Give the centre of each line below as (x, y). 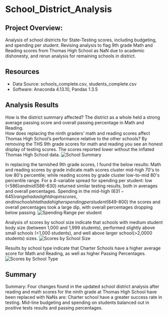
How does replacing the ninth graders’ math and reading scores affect (78, 133)
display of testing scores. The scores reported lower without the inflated (80, 149)
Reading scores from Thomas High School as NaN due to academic (75, 51)
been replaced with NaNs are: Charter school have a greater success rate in (84, 297)
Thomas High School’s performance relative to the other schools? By (76, 138)
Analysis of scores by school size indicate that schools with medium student (84, 222)
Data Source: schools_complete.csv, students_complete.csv (74, 84)
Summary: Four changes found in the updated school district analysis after (82, 287)
